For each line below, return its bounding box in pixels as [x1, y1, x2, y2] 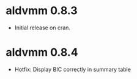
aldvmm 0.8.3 [6, 4, 78, 18]
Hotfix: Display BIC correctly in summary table [14, 66, 131, 73]
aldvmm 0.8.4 [6, 45, 78, 59]
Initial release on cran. [14, 24, 71, 31]
